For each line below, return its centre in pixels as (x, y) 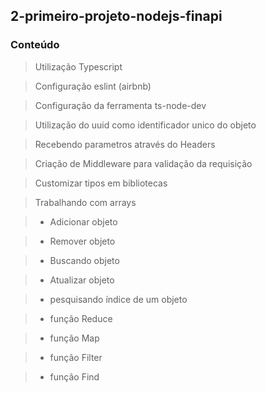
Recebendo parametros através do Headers (125, 144)
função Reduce (81, 318)
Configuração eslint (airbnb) (93, 86)
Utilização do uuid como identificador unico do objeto (145, 125)
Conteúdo (35, 45)
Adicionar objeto (83, 221)
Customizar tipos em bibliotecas (101, 183)
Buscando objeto (84, 260)
